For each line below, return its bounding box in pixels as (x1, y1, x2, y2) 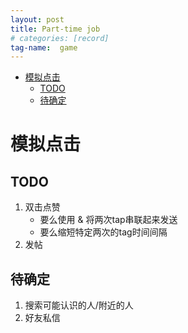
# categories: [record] (10, 33, 110, 43)
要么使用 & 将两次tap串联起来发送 (39, 214, 178, 226)
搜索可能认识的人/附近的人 (24, 299, 134, 311)
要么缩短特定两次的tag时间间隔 (39, 226, 168, 238)
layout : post (10, 14, 65, 25)
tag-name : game (10, 42, 78, 53)
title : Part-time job (10, 24, 101, 34)
